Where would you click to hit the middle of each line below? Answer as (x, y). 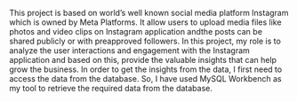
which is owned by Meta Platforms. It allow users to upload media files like (145, 22)
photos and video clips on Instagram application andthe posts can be (136, 31)
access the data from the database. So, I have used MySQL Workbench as (145, 78)
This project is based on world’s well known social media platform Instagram (149, 13)
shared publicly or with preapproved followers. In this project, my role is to (145, 41)
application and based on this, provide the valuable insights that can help (143, 60)
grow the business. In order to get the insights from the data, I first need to (146, 69)
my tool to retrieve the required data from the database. (111, 88)
